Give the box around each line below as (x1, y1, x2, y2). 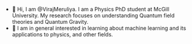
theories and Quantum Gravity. (11, 18, 89, 25)
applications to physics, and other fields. (11, 31, 114, 38)
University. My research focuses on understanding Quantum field (11, 12, 175, 19)
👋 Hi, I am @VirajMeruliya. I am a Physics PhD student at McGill (11, 6, 170, 12)
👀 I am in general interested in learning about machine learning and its (11, 24, 187, 32)
